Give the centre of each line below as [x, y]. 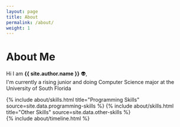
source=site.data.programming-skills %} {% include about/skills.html [90, 106]
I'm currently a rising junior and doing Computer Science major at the [90, 82]
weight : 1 [18, 28]
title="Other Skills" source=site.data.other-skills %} [68, 112]
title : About [22, 17]
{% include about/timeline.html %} [48, 119]
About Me [31, 57]
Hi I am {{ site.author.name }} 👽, [47, 73]
